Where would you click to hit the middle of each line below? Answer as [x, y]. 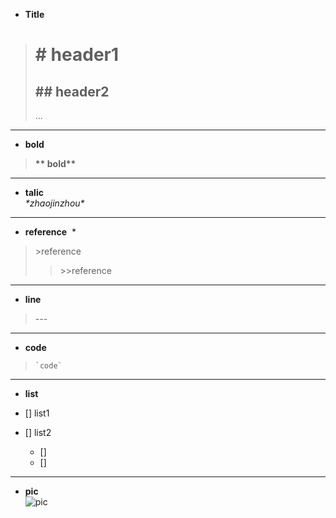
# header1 [77, 55]
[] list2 [38, 432]
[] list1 [37, 413]
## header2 [72, 91]
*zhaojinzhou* [54, 203]
